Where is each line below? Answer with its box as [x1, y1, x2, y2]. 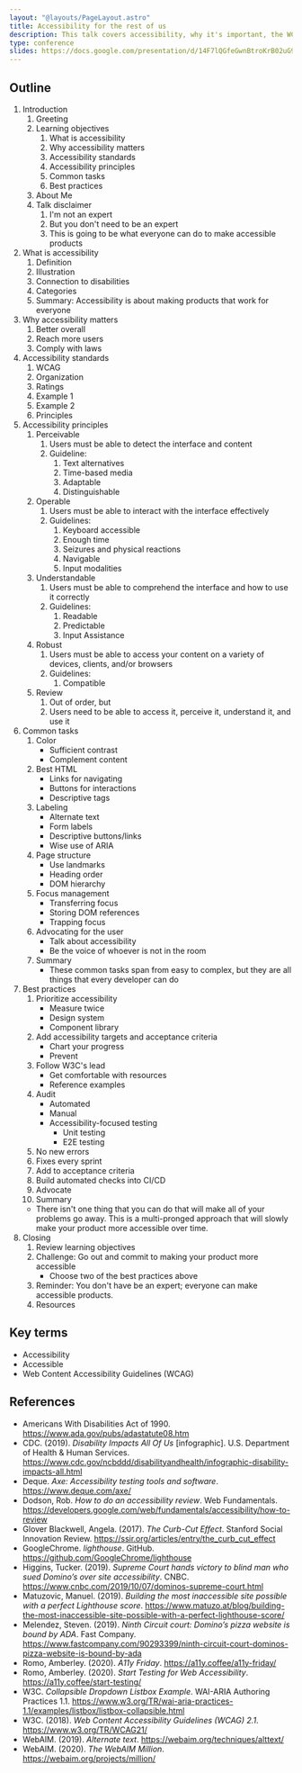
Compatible [62, 677, 106, 688]
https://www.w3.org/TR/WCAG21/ [22, 1724, 148, 1735]
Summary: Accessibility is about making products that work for [35, 294, 270, 306]
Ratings [35, 381, 65, 391]
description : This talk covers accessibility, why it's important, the [9, 30, 283, 39]
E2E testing [62, 1136, 105, 1147]
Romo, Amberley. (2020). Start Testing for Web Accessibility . [22, 1667, 249, 1678]
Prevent [49, 1050, 78, 1061]
